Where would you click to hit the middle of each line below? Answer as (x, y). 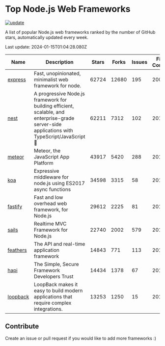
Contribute (22, 327)
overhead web (50, 203)
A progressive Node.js (59, 93)
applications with (53, 130)
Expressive (46, 171)
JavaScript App (52, 157)
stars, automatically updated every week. (47, 37)
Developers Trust (54, 276)
